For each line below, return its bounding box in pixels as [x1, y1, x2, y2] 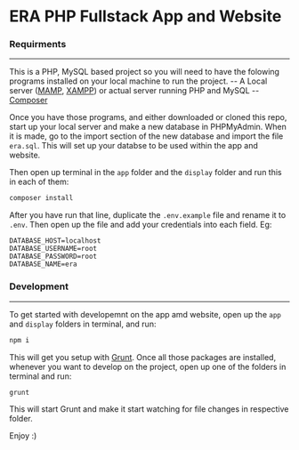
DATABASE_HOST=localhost [9, 237, 101, 245]
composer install [9, 194, 74, 203]
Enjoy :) [9, 430, 37, 441]
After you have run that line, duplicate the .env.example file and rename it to [9, 210, 287, 221]
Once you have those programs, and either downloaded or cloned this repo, [9, 112, 287, 123]
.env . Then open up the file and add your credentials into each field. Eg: [9, 220, 272, 230]
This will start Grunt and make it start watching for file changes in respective [9, 404, 289, 414]
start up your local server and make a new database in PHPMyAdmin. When [9, 122, 287, 133]
